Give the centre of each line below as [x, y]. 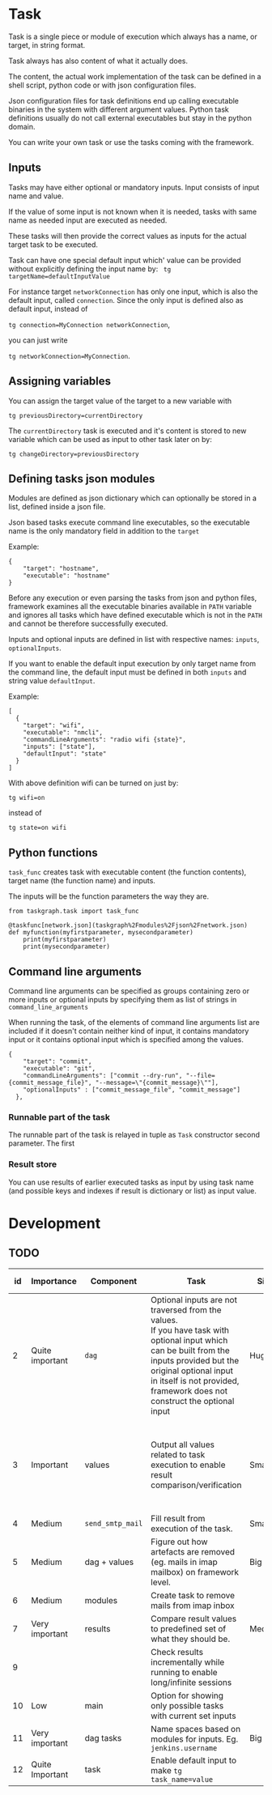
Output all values [183, 1444]
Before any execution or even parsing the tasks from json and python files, [133, 598]
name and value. [36, 196]
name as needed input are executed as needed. [88, 220]
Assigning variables [60, 381]
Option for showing [187, 1695]
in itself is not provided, [195, 1380]
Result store [33, 1164]
